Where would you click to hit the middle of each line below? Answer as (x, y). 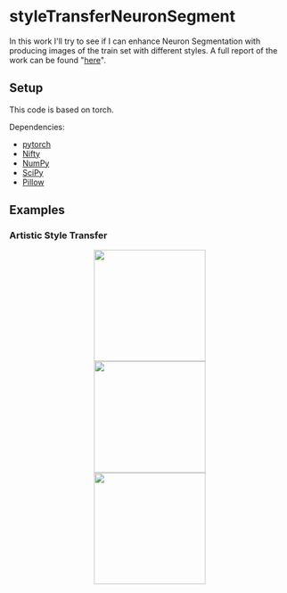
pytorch (37, 144)
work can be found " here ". (58, 60)
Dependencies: (37, 127)
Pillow (33, 182)
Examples (37, 210)
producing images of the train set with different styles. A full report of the (143, 50)
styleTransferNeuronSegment (123, 16)
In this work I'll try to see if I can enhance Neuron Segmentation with (135, 41)
